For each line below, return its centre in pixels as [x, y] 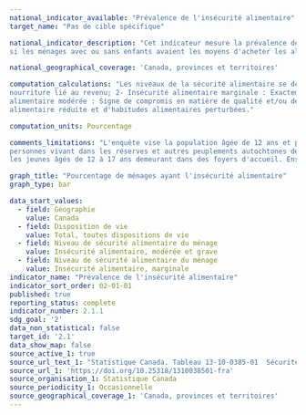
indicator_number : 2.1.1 [56, 311]
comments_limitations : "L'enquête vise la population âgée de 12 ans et [150, 142]
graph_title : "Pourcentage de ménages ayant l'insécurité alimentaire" [148, 176]
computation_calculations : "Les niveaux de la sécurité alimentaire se [148, 84]
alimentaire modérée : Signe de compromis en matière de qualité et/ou [148, 101]
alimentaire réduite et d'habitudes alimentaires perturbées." [132, 109]
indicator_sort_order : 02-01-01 [71, 285]
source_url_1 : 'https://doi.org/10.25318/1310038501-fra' [122, 370]
